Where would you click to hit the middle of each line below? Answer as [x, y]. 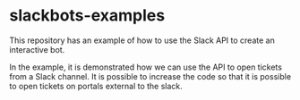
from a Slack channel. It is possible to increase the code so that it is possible [150, 76]
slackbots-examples [87, 16]
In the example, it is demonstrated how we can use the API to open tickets [146, 67]
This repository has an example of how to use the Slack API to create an [142, 40]
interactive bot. [37, 49]
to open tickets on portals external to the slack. [96, 86]
